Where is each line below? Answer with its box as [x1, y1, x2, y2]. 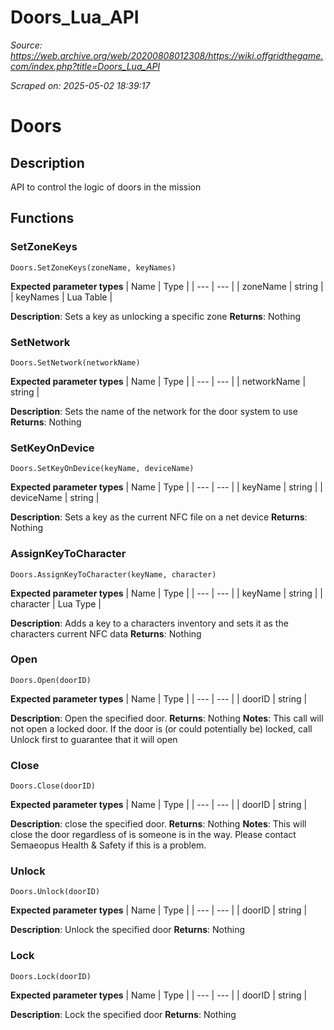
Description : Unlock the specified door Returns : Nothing [10, 924, 246, 936]
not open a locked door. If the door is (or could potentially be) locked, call [10, 722, 313, 735]
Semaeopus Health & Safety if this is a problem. [10, 839, 207, 851]
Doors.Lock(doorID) [10, 971, 92, 981]
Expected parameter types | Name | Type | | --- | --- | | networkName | [10, 375, 307, 387]
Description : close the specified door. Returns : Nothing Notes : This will [10, 818, 307, 830]
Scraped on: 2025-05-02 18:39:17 [10, 79, 151, 91]
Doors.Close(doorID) [10, 781, 97, 791]
